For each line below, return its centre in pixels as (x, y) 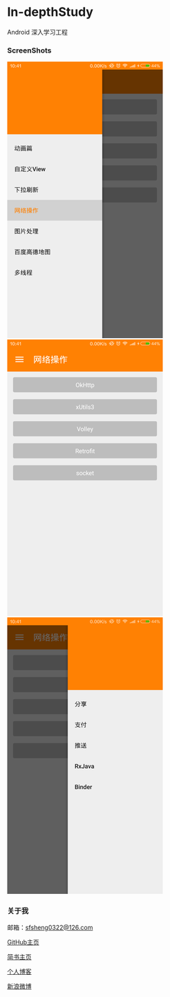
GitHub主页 (23, 942)
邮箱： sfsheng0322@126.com (50, 927)
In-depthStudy (50, 12)
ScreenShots (29, 50)
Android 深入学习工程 (37, 32)
